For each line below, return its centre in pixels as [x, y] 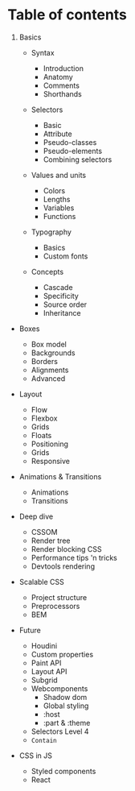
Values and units [58, 175]
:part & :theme [67, 723]
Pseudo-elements [72, 151]
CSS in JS [36, 756]
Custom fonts [65, 256]
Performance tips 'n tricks [74, 557]
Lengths [57, 199]
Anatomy [58, 77]
